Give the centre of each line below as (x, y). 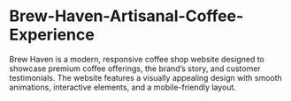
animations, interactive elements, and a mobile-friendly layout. (123, 87)
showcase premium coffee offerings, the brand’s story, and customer (135, 69)
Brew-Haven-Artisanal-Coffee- (126, 16)
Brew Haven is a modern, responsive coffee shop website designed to (137, 59)
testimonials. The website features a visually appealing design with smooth (146, 77)
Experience (52, 35)
